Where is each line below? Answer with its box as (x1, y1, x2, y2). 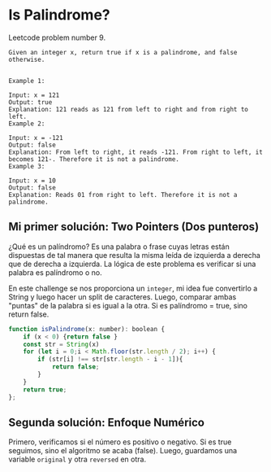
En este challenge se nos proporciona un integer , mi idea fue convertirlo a (8, 283, 258, 293)
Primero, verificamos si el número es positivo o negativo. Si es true (8, 437, 232, 447)
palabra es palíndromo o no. (8, 267, 103, 278)
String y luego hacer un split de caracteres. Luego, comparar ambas (8, 291, 237, 302)
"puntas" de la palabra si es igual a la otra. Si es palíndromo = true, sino (8, 300, 247, 310)
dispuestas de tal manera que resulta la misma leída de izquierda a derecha (8, 250, 261, 260)
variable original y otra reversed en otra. (8, 454, 147, 465)
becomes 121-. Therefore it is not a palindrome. (8, 155, 180, 164)
